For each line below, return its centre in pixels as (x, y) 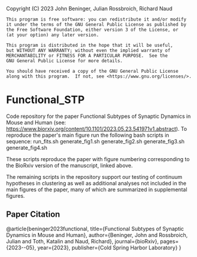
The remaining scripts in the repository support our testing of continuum (94, 176)
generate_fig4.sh (27, 147)
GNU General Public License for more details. (64, 61)
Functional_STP (45, 100)
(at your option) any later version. (53, 35)
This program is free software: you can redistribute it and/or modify (96, 20)
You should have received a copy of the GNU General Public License (92, 71)
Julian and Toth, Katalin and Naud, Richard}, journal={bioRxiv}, (83, 241)
